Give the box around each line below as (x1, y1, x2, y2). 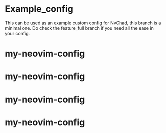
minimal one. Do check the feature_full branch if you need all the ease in (5, 25, 154, 31)
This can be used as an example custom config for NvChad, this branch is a (5, 20, 161, 26)
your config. (5, 30, 30, 36)
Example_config (5, 3, 73, 15)
